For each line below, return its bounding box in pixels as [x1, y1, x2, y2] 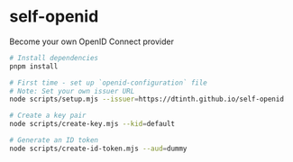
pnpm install [9, 61, 59, 71]
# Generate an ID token [9, 136, 99, 145]
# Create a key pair [9, 111, 87, 121]
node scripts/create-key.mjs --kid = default [9, 120, 176, 129]
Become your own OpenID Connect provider [9, 36, 174, 47]
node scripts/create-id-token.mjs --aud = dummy [9, 144, 188, 153]
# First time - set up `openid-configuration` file [9, 78, 207, 87]
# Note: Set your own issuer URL [9, 86, 135, 95]
